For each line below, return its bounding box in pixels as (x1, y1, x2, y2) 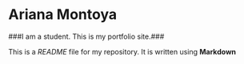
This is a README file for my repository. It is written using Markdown (8, 47, 237, 56)
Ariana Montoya (8, 6, 118, 24)
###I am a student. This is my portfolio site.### (8, 32, 165, 41)
